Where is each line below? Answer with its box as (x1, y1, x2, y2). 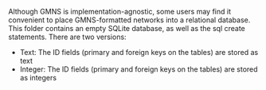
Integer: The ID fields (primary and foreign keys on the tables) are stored (19, 65, 258, 74)
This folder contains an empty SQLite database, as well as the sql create (8, 24, 245, 33)
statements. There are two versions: (8, 32, 127, 41)
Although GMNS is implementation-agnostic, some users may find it (8, 7, 231, 16)
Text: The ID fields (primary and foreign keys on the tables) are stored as (19, 48, 259, 57)
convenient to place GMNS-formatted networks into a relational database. (8, 15, 251, 25)
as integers (19, 73, 57, 82)
